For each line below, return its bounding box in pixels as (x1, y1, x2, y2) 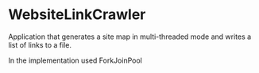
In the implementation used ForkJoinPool (8, 56, 143, 65)
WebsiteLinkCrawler (8, 6, 146, 24)
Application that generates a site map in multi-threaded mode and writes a (8, 32, 252, 41)
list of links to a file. (8, 40, 72, 49)
